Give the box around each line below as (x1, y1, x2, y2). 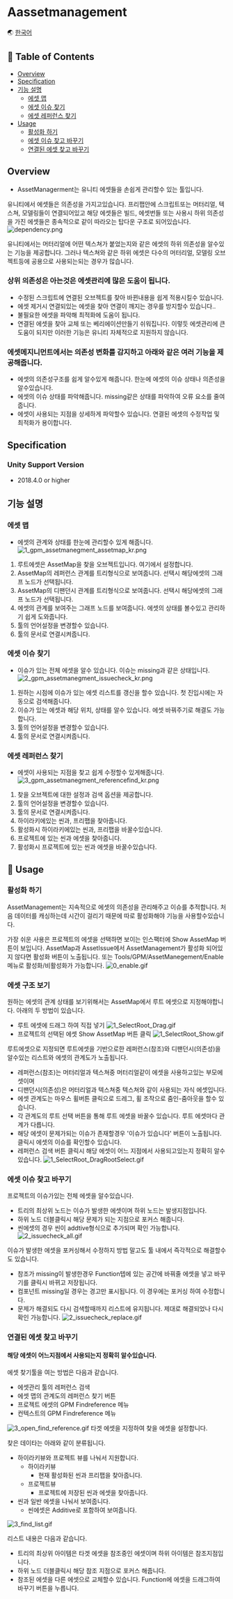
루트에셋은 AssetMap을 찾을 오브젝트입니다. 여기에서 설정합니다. (17, 560, 193, 569)
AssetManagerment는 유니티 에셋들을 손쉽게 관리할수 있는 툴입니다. (17, 185, 204, 193)
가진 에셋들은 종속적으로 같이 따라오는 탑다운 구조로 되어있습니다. (14, 217, 191, 225)
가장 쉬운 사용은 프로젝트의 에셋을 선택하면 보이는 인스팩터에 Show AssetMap (7, 935, 219, 943)
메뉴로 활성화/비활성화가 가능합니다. (7, 961, 105, 970)
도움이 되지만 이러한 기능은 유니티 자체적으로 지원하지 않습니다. (17, 328, 189, 336)
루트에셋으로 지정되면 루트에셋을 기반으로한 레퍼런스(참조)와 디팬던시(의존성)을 (7, 1044, 221, 1053)
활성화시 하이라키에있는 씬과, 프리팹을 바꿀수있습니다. (17, 825, 163, 834)
